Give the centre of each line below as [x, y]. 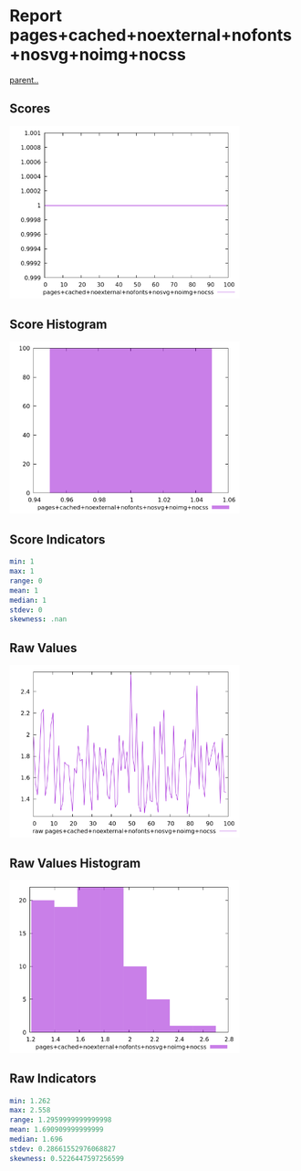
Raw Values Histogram [75, 863]
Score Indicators [57, 539]
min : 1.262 [30, 1101]
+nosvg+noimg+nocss [98, 55]
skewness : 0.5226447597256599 [67, 1158]
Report [36, 16]
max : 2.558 [30, 1111]
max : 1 [22, 572]
